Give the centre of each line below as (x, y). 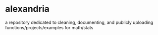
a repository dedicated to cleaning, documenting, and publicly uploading (79, 22)
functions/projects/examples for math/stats (49, 27)
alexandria (27, 9)
